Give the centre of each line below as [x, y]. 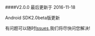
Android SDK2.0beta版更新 [33, 18]
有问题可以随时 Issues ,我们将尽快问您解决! [48, 28]
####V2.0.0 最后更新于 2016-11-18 [40, 7]
